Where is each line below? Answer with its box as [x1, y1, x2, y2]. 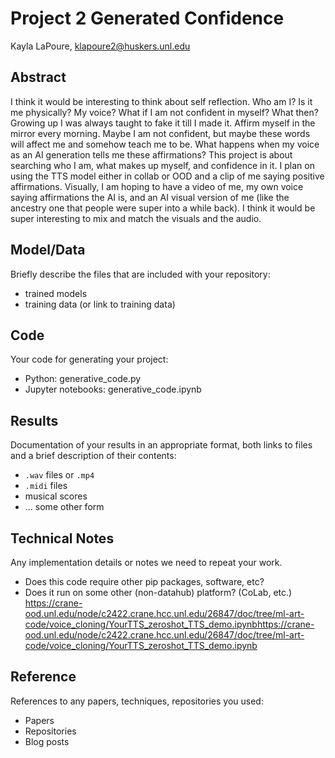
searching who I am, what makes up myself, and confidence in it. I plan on [10, 159, 315, 171]
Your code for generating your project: [10, 353, 169, 366]
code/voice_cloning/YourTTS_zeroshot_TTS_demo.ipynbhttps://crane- [24, 618, 315, 630]
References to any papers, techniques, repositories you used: [10, 695, 264, 707]
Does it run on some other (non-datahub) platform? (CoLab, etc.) [24, 587, 293, 598]
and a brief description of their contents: [10, 450, 177, 462]
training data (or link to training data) [24, 298, 176, 310]
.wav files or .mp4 [24, 469, 95, 481]
